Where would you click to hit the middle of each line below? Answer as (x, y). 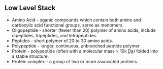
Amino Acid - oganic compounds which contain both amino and (76, 20)
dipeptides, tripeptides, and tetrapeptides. (54, 35)
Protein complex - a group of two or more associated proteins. (75, 61)
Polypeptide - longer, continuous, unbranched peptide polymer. (76, 46)
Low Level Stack (30, 8)
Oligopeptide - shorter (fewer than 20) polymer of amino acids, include (84, 30)
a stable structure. (30, 56)
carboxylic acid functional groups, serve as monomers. (68, 25)
